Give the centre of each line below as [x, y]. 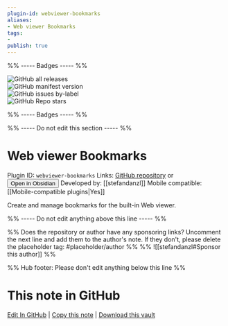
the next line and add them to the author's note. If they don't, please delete [114, 239]
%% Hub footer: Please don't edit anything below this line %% [96, 267]
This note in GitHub [64, 296]
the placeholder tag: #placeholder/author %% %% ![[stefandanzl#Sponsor [114, 246]
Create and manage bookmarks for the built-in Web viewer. [92, 205]
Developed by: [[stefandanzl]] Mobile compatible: [131, 183]
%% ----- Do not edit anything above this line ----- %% [87, 218]
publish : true [28, 46]
